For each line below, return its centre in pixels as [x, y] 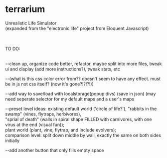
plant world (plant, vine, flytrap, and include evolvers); [61, 130]
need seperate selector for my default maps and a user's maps [70, 99]
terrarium [25, 9]
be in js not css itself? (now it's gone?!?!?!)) [49, 84]
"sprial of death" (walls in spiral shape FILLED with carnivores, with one [79, 119]
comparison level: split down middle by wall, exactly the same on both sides [83, 135]
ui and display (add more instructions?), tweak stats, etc [63, 69]
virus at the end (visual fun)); [35, 124]
